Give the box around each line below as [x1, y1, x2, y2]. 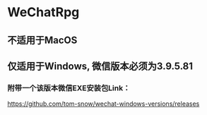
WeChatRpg [7, 4, 80, 20]
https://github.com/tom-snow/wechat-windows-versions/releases [7, 99, 200, 108]
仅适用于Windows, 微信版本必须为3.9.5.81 [7, 60, 193, 72]
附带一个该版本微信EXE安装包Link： [7, 83, 131, 92]
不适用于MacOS [7, 34, 78, 46]
